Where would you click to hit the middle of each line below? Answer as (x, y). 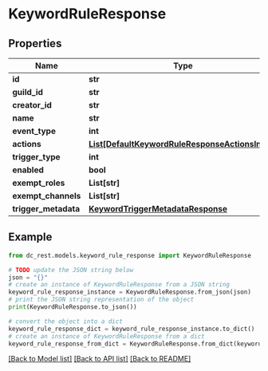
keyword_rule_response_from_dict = (67, 344)
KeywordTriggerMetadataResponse (158, 209)
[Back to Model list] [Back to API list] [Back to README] (100, 359)
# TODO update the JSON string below (71, 270)
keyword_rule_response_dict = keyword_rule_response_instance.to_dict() (132, 329)
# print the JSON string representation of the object (101, 300)
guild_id (28, 92)
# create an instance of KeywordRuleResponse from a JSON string (119, 285)
